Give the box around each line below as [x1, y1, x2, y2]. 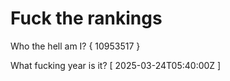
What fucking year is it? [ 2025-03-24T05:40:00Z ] [10, 59, 222, 71]
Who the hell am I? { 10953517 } [10, 40, 141, 52]
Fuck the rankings [10, 7, 163, 30]
